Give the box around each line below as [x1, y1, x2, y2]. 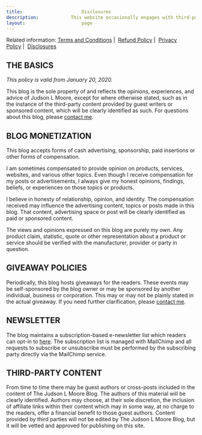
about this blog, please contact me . [6, 114, 94, 121]
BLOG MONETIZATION [6, 130, 92, 141]
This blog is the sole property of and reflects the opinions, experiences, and [6, 88, 194, 95]
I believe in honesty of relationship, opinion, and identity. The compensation [6, 196, 194, 202]
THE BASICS [6, 60, 54, 70]
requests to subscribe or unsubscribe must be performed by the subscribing [6, 344, 196, 351]
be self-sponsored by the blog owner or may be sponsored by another [6, 285, 181, 292]
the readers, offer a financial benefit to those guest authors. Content [6, 409, 176, 416]
